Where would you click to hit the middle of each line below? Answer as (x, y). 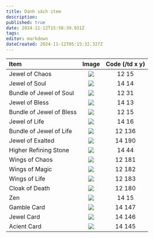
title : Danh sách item (34, 11)
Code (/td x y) (125, 64)
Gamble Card (27, 207)
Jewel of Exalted (32, 140)
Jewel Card (24, 216)
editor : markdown (27, 39)
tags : (13, 33)
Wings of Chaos (31, 159)
